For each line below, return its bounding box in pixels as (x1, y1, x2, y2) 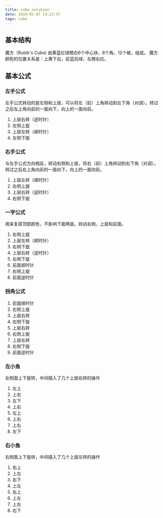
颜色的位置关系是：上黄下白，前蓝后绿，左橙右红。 (5, 56, 109, 62)
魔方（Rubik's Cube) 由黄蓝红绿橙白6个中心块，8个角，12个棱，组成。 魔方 (5, 50, 159, 56)
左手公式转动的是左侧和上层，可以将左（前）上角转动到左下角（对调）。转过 (5, 99, 159, 106)
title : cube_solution (5, 7, 50, 12)
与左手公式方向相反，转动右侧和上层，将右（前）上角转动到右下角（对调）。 (5, 160, 159, 166)
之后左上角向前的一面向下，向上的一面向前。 (5, 106, 96, 112)
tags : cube (5, 16, 28, 21)
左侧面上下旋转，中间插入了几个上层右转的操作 (5, 375, 100, 381)
